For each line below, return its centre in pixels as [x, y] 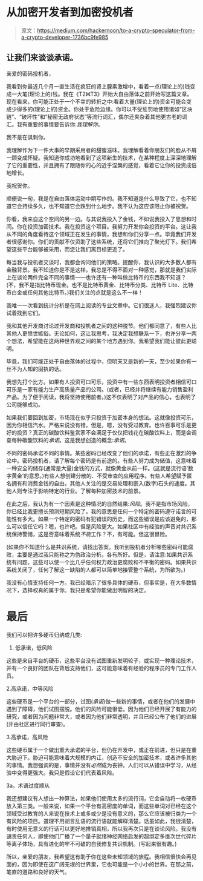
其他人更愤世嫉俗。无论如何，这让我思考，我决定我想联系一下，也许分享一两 [101, 333]
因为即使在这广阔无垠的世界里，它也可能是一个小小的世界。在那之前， [109, 864]
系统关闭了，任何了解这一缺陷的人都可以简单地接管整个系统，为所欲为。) [96, 570]
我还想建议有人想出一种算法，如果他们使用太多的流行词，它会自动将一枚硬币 [101, 798]
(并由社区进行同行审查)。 [37, 724]
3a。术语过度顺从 [28, 785]
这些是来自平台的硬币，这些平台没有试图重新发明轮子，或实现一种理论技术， [101, 660]
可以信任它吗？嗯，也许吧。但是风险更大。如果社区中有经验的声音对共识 [101, 526]
